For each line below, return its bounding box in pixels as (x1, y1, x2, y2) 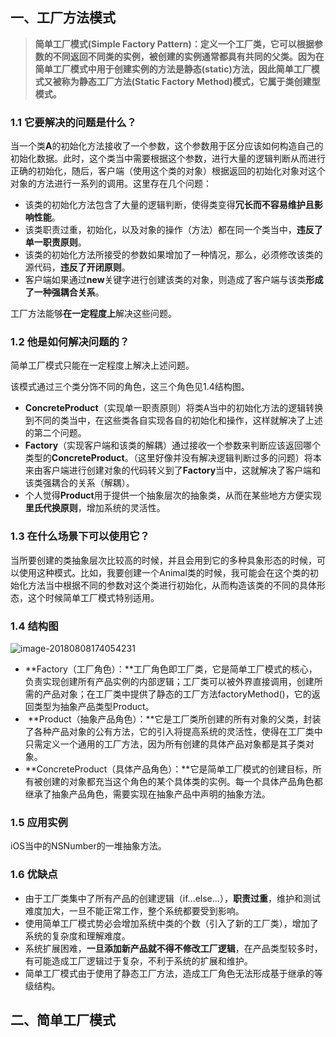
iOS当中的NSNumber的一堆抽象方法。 (10, 840, 167, 852)
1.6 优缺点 (10, 868, 58, 882)
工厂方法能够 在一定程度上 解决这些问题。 (10, 308, 177, 320)
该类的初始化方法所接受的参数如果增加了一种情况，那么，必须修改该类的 (24, 249, 323, 261)
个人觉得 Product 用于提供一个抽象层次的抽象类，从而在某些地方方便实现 (24, 489, 322, 502)
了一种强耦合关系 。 (24, 286, 105, 298)
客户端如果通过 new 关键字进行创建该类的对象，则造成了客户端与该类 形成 (24, 274, 324, 286)
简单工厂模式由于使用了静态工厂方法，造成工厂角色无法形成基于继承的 (24, 967, 315, 979)
